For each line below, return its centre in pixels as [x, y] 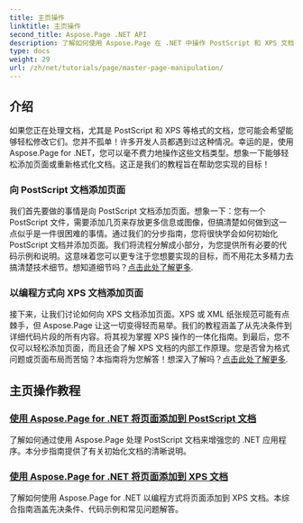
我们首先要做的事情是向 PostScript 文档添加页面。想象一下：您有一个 [138, 211]
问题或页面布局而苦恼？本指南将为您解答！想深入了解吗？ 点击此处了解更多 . [149, 359]
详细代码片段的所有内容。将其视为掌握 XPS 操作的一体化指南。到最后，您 [146, 337]
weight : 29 [30, 60]
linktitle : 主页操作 [45, 26]
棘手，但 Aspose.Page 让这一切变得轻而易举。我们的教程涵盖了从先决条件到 [151, 326]
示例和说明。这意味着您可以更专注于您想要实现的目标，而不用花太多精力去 [155, 256]
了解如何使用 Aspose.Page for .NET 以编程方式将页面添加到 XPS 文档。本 [146, 498]
